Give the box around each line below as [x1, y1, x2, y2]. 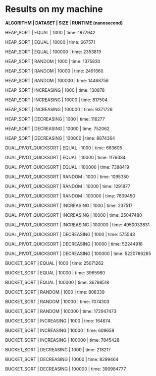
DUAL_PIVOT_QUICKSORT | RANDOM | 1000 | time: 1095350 [5, 174, 129, 180]
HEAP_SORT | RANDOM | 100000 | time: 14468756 [5, 77, 109, 83]
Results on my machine [5, 3, 103, 15]
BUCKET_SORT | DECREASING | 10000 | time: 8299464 [5, 356, 119, 362]
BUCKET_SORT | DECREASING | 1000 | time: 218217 [5, 346, 111, 353]
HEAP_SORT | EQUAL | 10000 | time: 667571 [5, 39, 96, 45]
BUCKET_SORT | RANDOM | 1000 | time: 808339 [5, 289, 105, 295]
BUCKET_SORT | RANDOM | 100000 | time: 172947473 [5, 308, 116, 314]
